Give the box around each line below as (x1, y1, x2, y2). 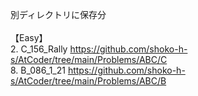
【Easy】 (10, 32, 48, 43)
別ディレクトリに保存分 (10, 9, 107, 20)
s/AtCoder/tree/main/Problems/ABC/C (10, 54, 168, 65)
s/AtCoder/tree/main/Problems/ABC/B (10, 75, 167, 87)
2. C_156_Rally (10, 43, 68, 55)
